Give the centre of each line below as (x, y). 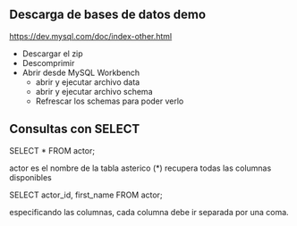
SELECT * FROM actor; (52, 150)
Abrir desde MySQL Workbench (81, 72)
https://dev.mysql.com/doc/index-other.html (91, 36)
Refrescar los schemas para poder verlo (110, 101)
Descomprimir (48, 63)
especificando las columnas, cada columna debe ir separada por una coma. (149, 212)
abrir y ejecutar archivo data (88, 82)
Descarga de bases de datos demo (108, 15)
